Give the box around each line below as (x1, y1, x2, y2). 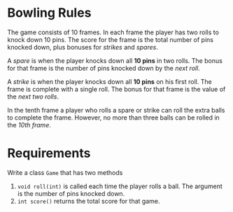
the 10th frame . (7, 120, 51, 129)
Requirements (7, 146, 91, 162)
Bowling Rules (7, 5, 92, 21)
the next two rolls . (7, 92, 59, 101)
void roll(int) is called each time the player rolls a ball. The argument (17, 182, 223, 190)
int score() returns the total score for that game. (17, 197, 160, 205)
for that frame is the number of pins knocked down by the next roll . (7, 64, 201, 72)
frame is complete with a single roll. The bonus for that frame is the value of (7, 85, 226, 93)
